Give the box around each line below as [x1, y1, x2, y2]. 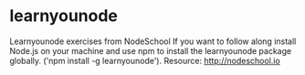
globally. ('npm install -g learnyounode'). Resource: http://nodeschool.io [9, 55, 280, 66]
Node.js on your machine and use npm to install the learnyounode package [9, 45, 292, 56]
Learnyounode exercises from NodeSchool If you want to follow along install [9, 36, 297, 47]
